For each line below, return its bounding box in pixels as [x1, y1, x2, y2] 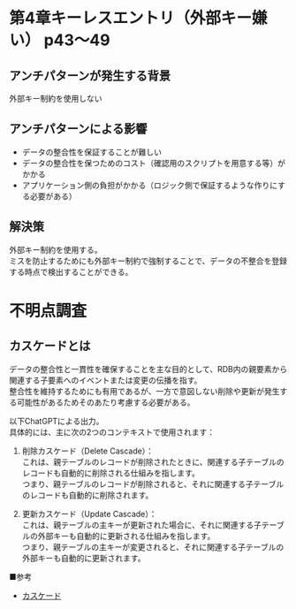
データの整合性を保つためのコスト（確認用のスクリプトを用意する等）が [21, 157, 285, 168]
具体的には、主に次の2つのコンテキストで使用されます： [9, 426, 216, 438]
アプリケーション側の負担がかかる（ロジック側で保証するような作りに [21, 179, 278, 190]
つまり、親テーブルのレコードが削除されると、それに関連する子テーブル [21, 478, 285, 489]
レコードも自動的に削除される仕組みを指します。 [21, 468, 201, 478]
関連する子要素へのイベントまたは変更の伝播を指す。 [9, 375, 202, 385]
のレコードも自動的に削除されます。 [21, 490, 154, 500]
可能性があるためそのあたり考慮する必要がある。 [16, 397, 195, 407]
